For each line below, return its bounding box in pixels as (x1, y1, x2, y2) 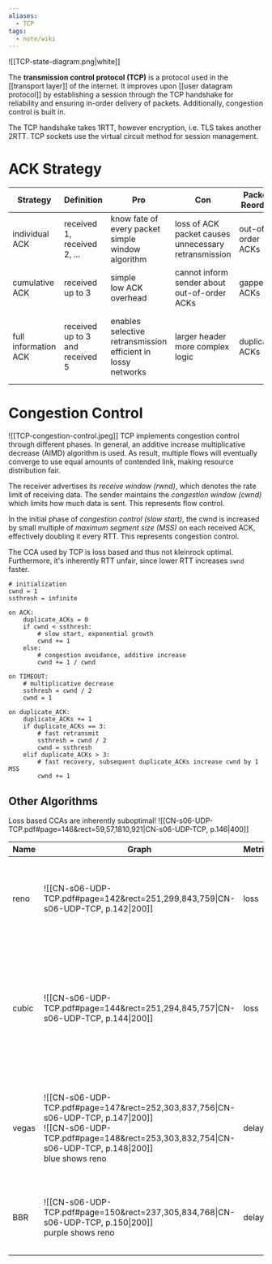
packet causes (174, 228, 231, 240)
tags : (8, 27, 27, 35)
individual (12, 228, 49, 240)
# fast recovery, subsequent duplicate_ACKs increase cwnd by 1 (37, 758, 259, 766)
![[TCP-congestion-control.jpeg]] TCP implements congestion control (8, 431, 240, 441)
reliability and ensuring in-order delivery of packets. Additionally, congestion (8, 98, 264, 108)
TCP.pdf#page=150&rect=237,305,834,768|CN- (43, 1206, 236, 1218)
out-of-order (174, 288, 227, 299)
